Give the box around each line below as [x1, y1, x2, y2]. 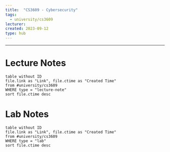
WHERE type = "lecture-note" [5, 87, 67, 92]
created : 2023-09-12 [5, 26, 49, 31]
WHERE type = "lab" [5, 138, 47, 143]
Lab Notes [5, 109, 49, 120]
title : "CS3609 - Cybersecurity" [5, 7, 78, 13]
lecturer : [5, 21, 26, 27]
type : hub [5, 31, 26, 36]
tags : [5, 12, 17, 17]
